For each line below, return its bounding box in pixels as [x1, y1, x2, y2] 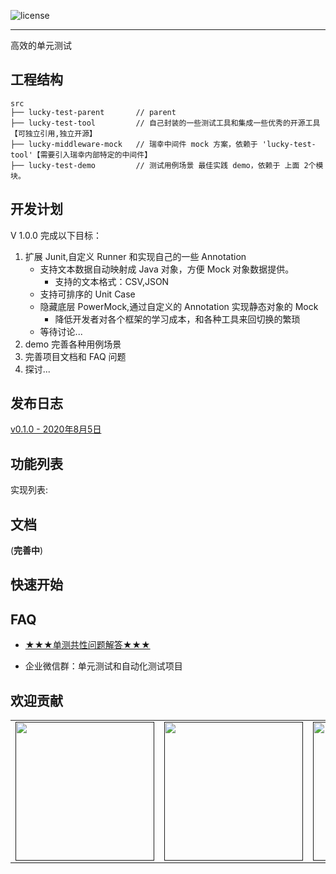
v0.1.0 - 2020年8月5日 [10, 423, 102, 435]
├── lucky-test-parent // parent [10, 107, 177, 117]
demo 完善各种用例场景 [24, 338, 122, 350]
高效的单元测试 [10, 40, 72, 51]
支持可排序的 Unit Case [39, 288, 136, 300]
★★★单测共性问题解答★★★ [24, 639, 151, 651]
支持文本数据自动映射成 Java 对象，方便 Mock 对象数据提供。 [39, 263, 295, 275]
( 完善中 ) [10, 545, 44, 557]
